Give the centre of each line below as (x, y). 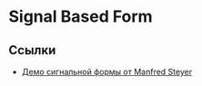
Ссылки (32, 50)
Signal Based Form (81, 17)
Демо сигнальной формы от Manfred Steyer (107, 72)
